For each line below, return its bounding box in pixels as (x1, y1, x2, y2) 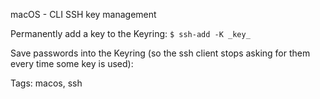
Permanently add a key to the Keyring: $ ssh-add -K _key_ (10, 28, 251, 39)
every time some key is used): (10, 58, 134, 69)
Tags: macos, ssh (10, 77, 83, 89)
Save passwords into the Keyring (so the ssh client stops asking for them (10, 47, 311, 59)
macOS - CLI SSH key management (10, 9, 157, 20)
